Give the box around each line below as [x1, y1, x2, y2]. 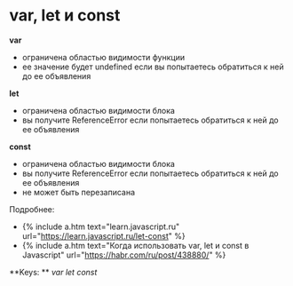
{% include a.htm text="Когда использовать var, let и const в [21, 240, 249, 250]
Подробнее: [9, 203, 55, 214]
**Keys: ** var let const [9, 266, 98, 277]
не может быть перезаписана [21, 187, 136, 197]
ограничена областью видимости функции [21, 52, 185, 62]
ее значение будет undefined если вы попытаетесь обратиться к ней [21, 61, 284, 72]
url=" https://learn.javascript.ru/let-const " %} [21, 230, 186, 241]
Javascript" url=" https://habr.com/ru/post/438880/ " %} [21, 250, 226, 260]
